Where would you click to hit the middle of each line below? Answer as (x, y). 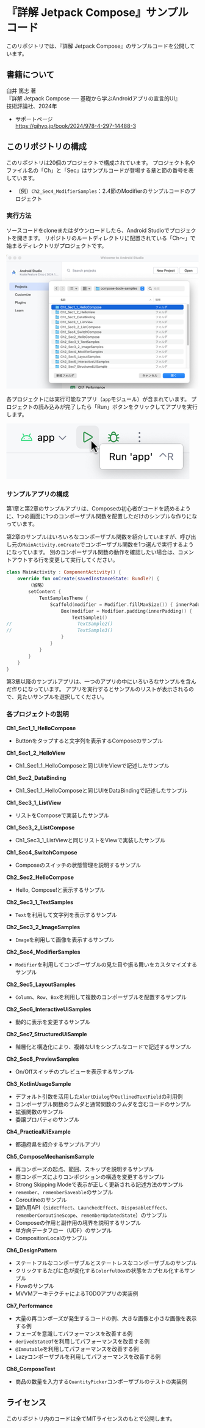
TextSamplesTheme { (63, 598)
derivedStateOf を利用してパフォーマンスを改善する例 (82, 1341)
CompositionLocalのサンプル (51, 1238)
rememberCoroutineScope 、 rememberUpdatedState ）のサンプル (91, 1215)
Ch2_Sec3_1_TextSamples (40, 902)
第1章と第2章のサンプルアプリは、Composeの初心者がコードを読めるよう (99, 509)
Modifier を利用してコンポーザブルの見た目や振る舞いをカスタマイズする (106, 964)
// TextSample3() (60, 630)
